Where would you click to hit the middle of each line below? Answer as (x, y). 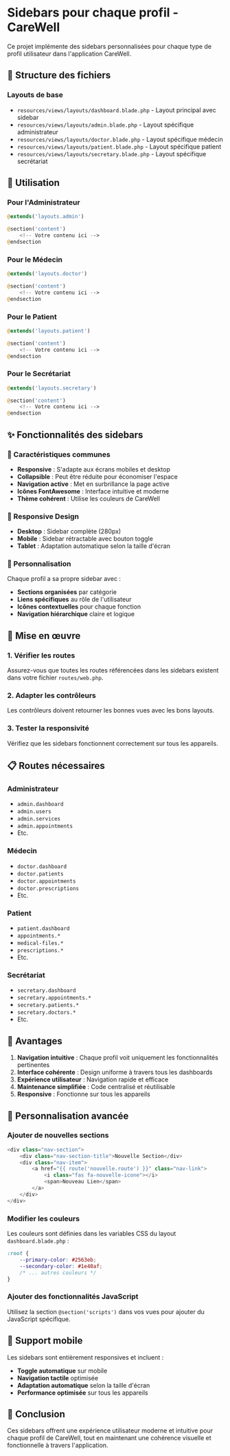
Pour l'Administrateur (44, 202)
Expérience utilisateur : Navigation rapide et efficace (93, 1079)
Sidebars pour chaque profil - (93, 13)
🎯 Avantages (35, 1041)
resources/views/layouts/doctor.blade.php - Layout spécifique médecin (120, 139)
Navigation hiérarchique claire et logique (76, 614)
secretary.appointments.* (54, 998)
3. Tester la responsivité (48, 728)
